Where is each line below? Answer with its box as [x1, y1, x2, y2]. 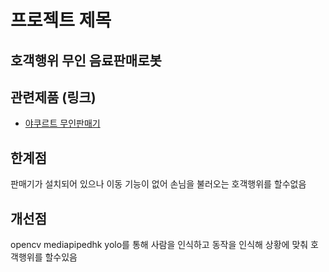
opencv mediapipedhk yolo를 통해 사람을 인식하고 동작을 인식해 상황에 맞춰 [10, 239, 309, 251]
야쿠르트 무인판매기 [24, 117, 101, 130]
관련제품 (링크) [10, 89, 97, 106]
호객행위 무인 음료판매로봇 [10, 52, 162, 69]
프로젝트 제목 [10, 9, 112, 32]
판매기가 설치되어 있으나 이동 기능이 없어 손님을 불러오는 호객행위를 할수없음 [10, 178, 307, 190]
